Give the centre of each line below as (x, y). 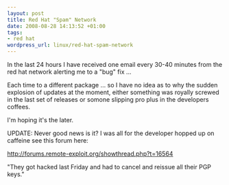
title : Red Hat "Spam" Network (52, 20)
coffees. (19, 107)
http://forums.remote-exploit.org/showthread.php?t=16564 (90, 154)
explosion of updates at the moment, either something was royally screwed (113, 92)
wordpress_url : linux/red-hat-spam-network (70, 45)
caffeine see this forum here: (48, 140)
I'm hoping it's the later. (40, 120)
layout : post (26, 13)
